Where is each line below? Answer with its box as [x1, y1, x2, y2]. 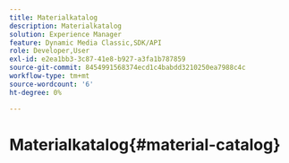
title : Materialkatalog [9, 13, 98, 22]
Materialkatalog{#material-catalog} [9, 134, 281, 155]
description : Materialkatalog [9, 21, 123, 30]
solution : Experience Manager [9, 30, 123, 39]
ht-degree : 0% [9, 88, 63, 97]
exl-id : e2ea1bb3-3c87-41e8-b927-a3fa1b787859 [9, 55, 186, 64]
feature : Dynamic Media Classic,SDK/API [9, 38, 163, 47]
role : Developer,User [9, 47, 90, 56]
